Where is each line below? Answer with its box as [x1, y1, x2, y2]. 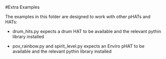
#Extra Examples [5, 4, 40, 10]
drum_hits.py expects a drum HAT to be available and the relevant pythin [12, 29, 162, 34]
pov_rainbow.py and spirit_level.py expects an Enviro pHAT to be [12, 43, 145, 49]
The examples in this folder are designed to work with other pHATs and [5, 14, 151, 19]
